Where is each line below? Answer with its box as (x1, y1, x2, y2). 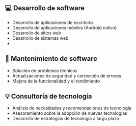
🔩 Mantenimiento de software (5, 54, 97, 63)
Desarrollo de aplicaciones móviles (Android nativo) (12, 25, 117, 30)
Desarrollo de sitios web (12, 30, 61, 36)
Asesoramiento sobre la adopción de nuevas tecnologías (12, 110, 128, 116)
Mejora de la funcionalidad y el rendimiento (12, 78, 100, 84)
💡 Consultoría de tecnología (5, 92, 92, 101)
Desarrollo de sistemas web (12, 35, 69, 41)
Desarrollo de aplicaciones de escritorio (12, 19, 93, 25)
